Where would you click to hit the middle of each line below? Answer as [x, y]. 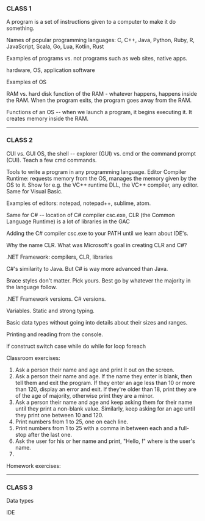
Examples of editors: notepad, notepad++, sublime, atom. [79, 203]
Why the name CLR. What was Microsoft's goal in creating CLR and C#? [97, 245]
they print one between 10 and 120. [59, 415]
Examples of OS [27, 82]
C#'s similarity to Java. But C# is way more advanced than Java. [87, 268]
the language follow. [32, 287]
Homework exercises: [34, 465]
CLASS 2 [20, 140]
